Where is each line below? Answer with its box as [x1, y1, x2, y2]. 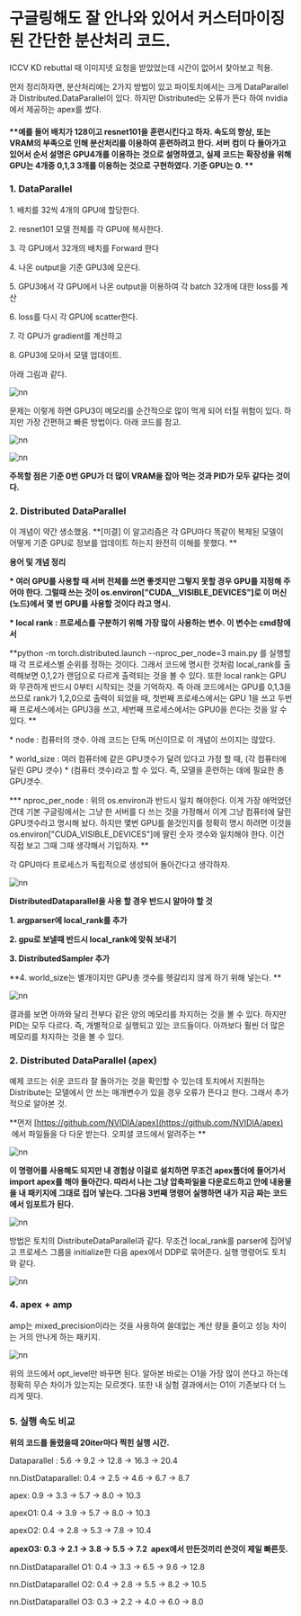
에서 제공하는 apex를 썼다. [9, 103, 102, 114]
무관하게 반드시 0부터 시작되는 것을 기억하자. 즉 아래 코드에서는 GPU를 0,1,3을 [18, 681, 292, 693]
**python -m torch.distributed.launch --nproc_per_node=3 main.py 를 [9, 648, 268, 659]
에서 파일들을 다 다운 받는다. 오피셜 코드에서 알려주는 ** [11, 1128, 207, 1139]
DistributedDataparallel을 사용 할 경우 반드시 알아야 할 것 [9, 896, 213, 907]
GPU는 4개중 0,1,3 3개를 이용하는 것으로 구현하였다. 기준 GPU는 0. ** [9, 159, 254, 171]
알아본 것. [32, 1099, 67, 1109]
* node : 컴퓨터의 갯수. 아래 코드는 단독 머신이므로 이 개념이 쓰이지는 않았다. [9, 734, 276, 745]
